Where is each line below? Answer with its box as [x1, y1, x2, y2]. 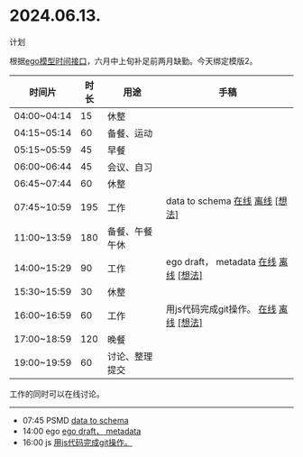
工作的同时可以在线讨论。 [9, 388, 105, 399]
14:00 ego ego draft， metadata [22, 425, 142, 436]
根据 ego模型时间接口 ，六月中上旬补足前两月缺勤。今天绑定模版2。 [9, 55, 258, 66]
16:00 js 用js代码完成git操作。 [22, 436, 133, 447]
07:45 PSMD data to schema [22, 415, 129, 425]
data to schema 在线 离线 [165, 195, 273, 207]
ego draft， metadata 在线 [165, 255, 277, 268]
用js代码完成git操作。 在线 [165, 303, 277, 315]
